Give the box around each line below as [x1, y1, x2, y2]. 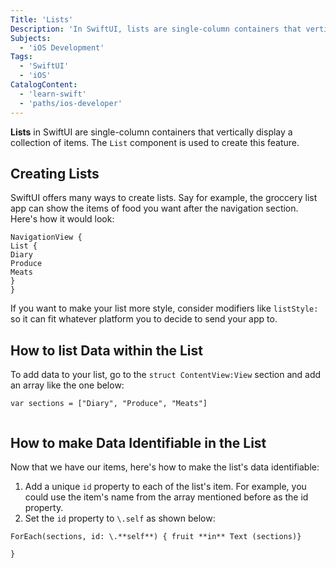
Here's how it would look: [10, 213, 115, 225]
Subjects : [10, 33, 52, 43]
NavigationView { [10, 232, 83, 243]
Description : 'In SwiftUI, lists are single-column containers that [10, 24, 302, 34]
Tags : [10, 52, 33, 62]
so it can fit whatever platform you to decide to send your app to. [10, 313, 278, 325]
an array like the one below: [10, 379, 125, 391]
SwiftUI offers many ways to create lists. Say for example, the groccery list [10, 192, 318, 204]
